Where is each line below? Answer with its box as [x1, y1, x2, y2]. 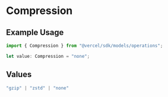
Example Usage [6, 27, 64, 37]
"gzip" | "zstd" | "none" [6, 85, 69, 91]
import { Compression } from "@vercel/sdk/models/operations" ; [6, 43, 163, 49]
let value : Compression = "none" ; [6, 53, 90, 59]
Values [6, 70, 32, 79]
